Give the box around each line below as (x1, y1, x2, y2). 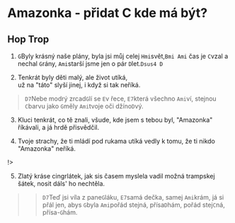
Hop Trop (7, 33, 50, 45)
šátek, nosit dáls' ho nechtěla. (17, 179, 105, 188)
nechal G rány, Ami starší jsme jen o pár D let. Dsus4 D (17, 59, 164, 68)
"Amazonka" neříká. (17, 144, 76, 153)
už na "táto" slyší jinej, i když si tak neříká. (17, 81, 141, 89)
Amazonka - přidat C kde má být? (7, 5, 207, 21)
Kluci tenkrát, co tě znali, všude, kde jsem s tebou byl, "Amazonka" (17, 115, 213, 124)
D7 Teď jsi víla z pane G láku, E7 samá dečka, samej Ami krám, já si (42, 193, 224, 201)
